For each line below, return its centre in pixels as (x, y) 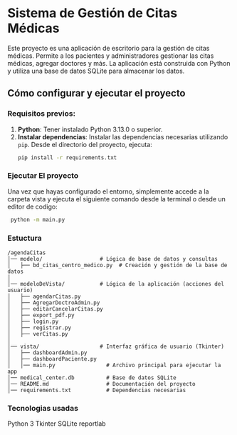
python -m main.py (38, 219)
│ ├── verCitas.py (38, 334)
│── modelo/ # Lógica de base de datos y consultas (113, 259)
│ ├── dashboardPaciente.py (52, 359)
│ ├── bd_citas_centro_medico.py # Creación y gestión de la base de (117, 265)
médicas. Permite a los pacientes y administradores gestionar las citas (111, 56)
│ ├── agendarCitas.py (44, 296)
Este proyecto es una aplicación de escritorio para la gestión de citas (109, 48)
